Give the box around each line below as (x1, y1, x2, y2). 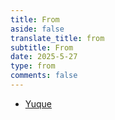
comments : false (10, 71, 78, 81)
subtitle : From (10, 42, 74, 53)
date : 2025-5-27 (10, 52, 78, 62)
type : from (10, 61, 56, 71)
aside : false (10, 24, 65, 34)
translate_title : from (10, 33, 105, 43)
